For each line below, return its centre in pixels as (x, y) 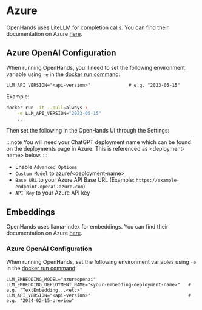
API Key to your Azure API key (52, 193)
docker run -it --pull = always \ (47, 108)
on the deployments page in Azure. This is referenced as (77, 149)
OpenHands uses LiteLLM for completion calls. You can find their (87, 27)
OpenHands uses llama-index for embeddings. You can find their (87, 227)
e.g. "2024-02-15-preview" (40, 301)
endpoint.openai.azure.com (49, 187)
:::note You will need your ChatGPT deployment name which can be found (99, 142)
